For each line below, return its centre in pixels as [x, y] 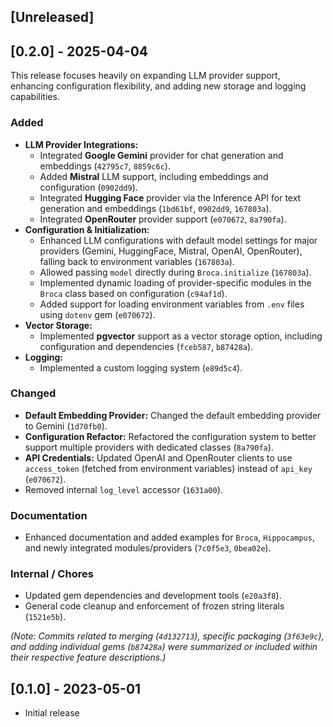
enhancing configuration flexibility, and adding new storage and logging [158, 86]
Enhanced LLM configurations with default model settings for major [178, 240]
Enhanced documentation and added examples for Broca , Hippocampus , [169, 537]
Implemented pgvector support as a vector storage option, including [181, 336]
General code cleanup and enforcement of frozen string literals [154, 606]
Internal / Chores [52, 574]
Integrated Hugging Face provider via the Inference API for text [170, 197]
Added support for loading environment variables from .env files [172, 304]
